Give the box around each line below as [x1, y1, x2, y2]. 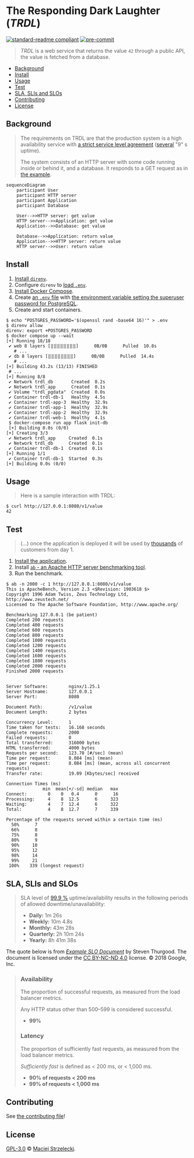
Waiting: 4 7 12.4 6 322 [6, 802, 118, 807]
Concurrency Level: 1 [6, 720, 72, 726]
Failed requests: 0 [6, 735, 72, 741]
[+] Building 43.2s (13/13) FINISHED [6, 363, 98, 369]
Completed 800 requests [6, 633, 64, 638]
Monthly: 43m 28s [29, 925, 75, 931]
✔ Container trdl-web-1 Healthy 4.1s [8, 414, 106, 421]
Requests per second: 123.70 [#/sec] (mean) [6, 750, 124, 756]
